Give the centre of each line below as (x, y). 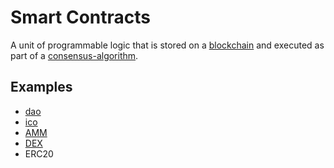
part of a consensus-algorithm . (74, 55)
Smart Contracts (81, 17)
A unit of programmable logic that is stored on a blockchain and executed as (167, 45)
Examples (41, 87)
